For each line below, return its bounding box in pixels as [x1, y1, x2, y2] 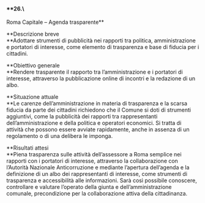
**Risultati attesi [6, 144, 49, 151]
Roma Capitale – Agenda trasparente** [6, 18, 105, 26]
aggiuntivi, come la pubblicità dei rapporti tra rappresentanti [6, 113, 158, 120]
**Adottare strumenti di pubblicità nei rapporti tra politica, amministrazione [6, 37, 196, 44]
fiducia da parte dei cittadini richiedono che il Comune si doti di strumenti [6, 106, 192, 113]
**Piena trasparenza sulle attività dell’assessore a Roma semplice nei [6, 151, 182, 158]
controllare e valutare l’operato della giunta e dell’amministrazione [6, 183, 172, 191]
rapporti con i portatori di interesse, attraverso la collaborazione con [6, 157, 179, 165]
